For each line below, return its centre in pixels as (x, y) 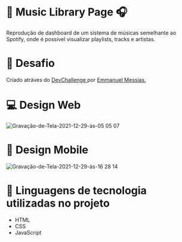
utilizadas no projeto (58, 203)
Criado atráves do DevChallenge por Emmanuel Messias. (76, 79)
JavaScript (28, 232)
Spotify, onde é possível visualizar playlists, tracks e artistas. (81, 39)
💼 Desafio (30, 63)
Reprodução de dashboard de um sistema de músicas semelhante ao (91, 33)
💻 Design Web (44, 105)
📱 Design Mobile (47, 150)
